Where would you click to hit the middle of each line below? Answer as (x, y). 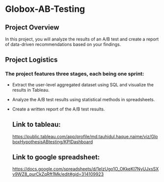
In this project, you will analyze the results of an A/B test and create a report (82, 39)
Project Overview (32, 27)
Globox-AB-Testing (45, 9)
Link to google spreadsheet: (56, 157)
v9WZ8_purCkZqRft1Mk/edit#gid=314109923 (58, 174)
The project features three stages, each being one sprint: (75, 74)
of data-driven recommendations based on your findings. (63, 44)
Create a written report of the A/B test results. (58, 109)
